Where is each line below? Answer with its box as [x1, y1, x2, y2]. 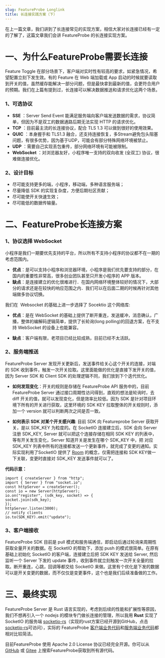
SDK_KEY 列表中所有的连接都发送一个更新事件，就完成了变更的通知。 [12, 443, 154, 449]
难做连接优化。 [12, 156, 43, 162]
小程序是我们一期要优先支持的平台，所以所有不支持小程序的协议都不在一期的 [5, 250, 160, 256]
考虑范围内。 [5, 256, 31, 262]
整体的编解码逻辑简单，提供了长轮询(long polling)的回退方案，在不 [21, 318, 156, 324]
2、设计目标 [5, 169, 34, 176]
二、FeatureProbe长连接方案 [5, 219, 122, 230]
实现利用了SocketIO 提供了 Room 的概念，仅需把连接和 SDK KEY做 [16, 449, 152, 455]
